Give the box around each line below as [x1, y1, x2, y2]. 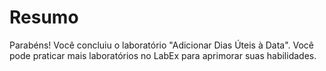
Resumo [9, 6, 79, 29]
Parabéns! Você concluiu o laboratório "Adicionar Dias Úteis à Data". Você [9, 39, 315, 51]
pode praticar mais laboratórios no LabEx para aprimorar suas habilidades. [9, 49, 317, 61]
